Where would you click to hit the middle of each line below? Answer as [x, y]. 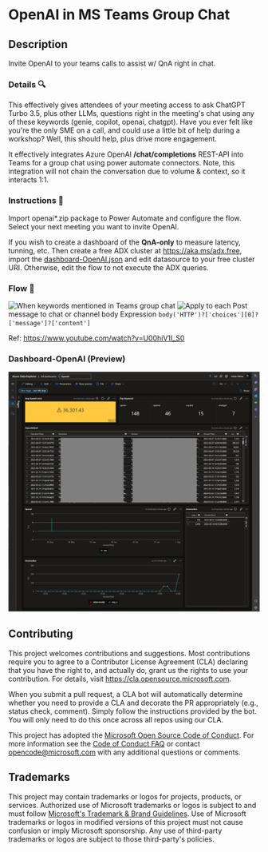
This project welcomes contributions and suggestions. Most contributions [129, 653]
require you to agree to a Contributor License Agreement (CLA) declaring [128, 662]
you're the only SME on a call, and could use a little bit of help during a [124, 130]
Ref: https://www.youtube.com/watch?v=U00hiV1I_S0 [97, 338]
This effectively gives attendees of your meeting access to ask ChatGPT [127, 105]
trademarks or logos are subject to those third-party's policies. [111, 839]
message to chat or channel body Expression [83, 314]
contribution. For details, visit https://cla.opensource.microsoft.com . [120, 679]
